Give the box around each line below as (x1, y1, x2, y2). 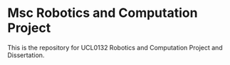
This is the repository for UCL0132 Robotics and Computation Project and (7, 43, 223, 52)
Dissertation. (7, 51, 45, 59)
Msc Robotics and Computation (7, 5, 198, 21)
